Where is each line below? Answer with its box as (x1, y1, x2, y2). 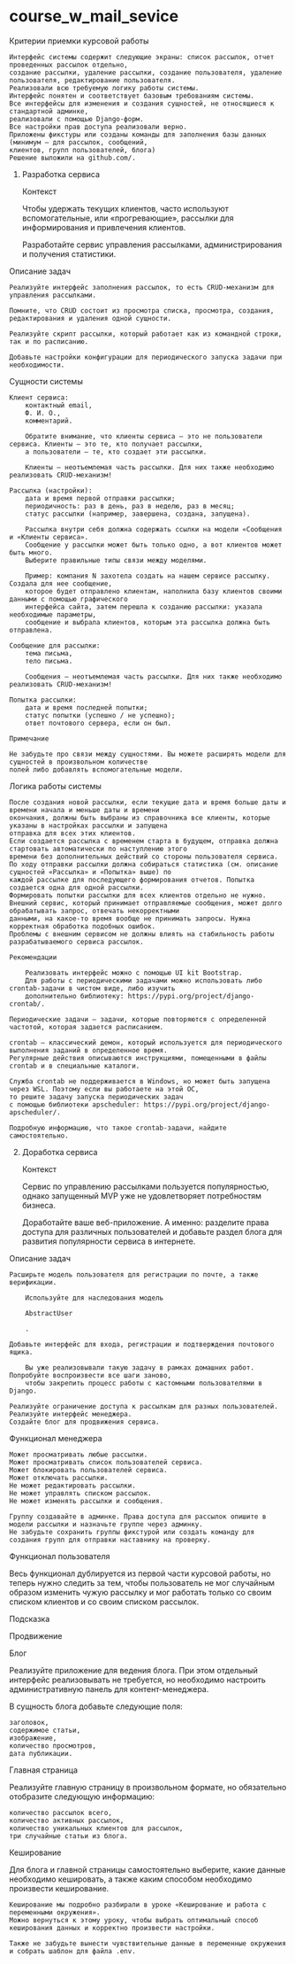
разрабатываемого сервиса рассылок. (9, 937, 144, 946)
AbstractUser (25, 1308, 73, 1317)
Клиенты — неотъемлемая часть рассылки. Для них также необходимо (25, 462, 275, 471)
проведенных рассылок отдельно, (9, 60, 128, 69)
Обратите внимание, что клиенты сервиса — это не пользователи (25, 431, 263, 440)
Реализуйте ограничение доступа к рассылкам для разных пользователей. (9, 1401, 278, 1410)
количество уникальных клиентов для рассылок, (9, 1823, 184, 1833)
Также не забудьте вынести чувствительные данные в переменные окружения (9, 1938, 287, 1948)
